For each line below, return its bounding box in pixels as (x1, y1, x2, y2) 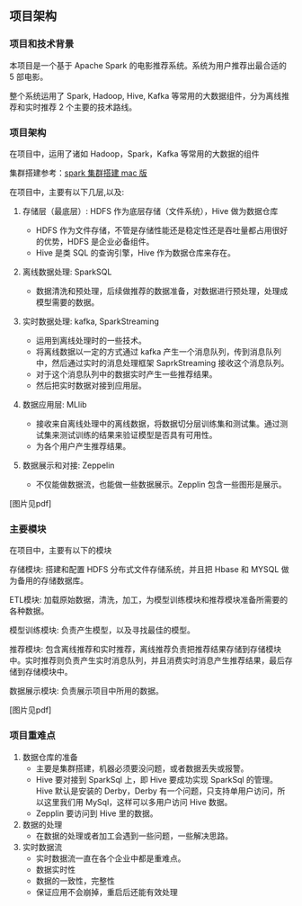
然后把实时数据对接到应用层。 (35, 380, 147, 390)
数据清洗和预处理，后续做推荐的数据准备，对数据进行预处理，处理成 (35, 285, 289, 296)
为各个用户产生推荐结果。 (35, 440, 131, 452)
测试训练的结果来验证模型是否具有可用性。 (59, 429, 218, 440)
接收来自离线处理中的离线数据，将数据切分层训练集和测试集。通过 (35, 417, 280, 429)
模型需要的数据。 (35, 296, 100, 308)
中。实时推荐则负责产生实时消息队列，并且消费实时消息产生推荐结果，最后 (9, 655, 285, 666)
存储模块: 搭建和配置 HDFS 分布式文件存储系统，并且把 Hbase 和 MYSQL (9, 564, 280, 575)
